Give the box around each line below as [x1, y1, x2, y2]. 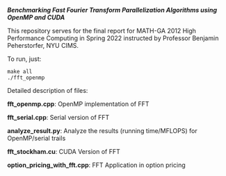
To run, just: [7, 55, 42, 63]
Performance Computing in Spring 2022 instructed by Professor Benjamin [7, 34, 219, 42]
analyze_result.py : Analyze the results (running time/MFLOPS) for [7, 127, 197, 134]
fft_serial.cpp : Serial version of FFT [7, 114, 110, 121]
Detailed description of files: [7, 87, 88, 94]
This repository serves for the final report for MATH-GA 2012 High [7, 27, 197, 35]
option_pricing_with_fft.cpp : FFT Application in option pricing [7, 161, 186, 169]
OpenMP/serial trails [7, 134, 66, 142]
